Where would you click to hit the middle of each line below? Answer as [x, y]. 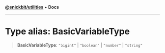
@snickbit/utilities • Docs [32, 7]
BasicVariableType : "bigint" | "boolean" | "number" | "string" [80, 45]
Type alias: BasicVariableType [68, 32]
